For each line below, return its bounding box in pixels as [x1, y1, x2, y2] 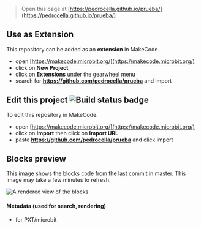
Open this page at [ [21, 6, 70, 12]
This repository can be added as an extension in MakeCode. [6, 45, 160, 53]
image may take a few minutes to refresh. [6, 176, 111, 184]
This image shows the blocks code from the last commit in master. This [6, 170, 186, 177]
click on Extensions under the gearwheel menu [15, 70, 136, 78]
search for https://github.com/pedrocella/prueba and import [15, 77, 172, 84]
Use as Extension [6, 29, 74, 40]
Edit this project [6, 95, 68, 105]
